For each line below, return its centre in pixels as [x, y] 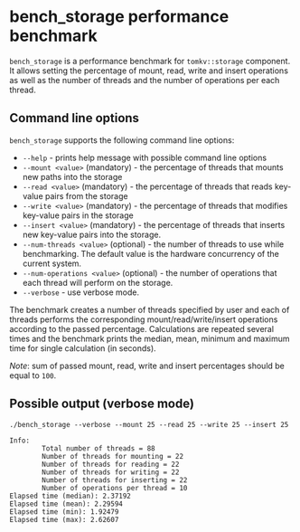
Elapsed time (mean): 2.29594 [66, 504]
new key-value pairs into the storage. [91, 234]
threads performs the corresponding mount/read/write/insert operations [144, 319]
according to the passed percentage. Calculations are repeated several [141, 328]
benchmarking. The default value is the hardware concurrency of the [151, 253]
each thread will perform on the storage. [98, 282]
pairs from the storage [86, 195]
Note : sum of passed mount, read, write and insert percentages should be [147, 366]
